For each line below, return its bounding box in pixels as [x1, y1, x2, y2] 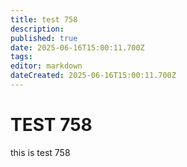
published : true [10, 33, 78, 43]
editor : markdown [10, 61, 83, 71]
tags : [10, 52, 33, 62]
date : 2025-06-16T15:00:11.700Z [10, 42, 145, 53]
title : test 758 [10, 14, 78, 25]
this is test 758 [10, 146, 71, 158]
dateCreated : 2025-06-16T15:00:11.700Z [10, 71, 177, 81]
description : [10, 24, 65, 34]
